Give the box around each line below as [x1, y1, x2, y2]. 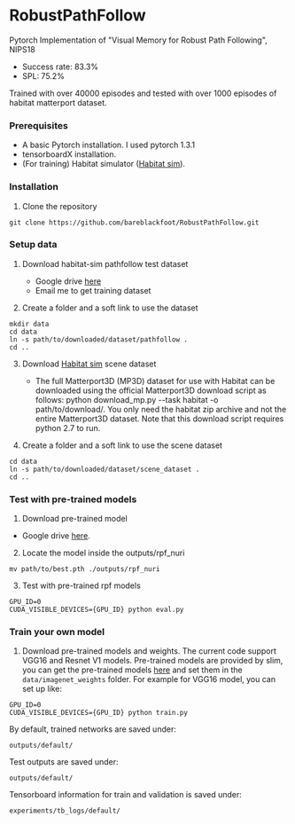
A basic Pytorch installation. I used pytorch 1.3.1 [21, 139, 196, 151]
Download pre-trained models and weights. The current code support [21, 646, 277, 656]
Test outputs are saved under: [9, 757, 119, 767]
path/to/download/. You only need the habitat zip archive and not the [35, 404, 287, 414]
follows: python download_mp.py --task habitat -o [35, 394, 219, 404]
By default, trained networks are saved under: [9, 724, 177, 734]
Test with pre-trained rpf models [21, 580, 142, 591]
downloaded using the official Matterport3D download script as [35, 385, 268, 396]
